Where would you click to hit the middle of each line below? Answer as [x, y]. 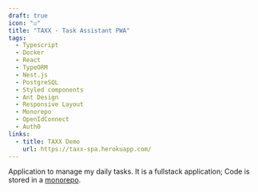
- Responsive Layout [50, 104]
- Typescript [37, 45]
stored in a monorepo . [45, 180]
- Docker [30, 53]
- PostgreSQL [37, 82]
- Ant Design [37, 97]
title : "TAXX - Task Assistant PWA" [69, 30]
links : [19, 134]
